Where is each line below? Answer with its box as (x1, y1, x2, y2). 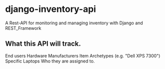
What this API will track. (5, 40, 81, 48)
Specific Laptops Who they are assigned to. (5, 58, 95, 64)
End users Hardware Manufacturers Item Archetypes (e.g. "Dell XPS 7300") (5, 53, 161, 59)
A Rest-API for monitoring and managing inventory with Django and (5, 20, 143, 26)
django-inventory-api (5, 3, 96, 15)
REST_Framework (5, 25, 41, 31)
